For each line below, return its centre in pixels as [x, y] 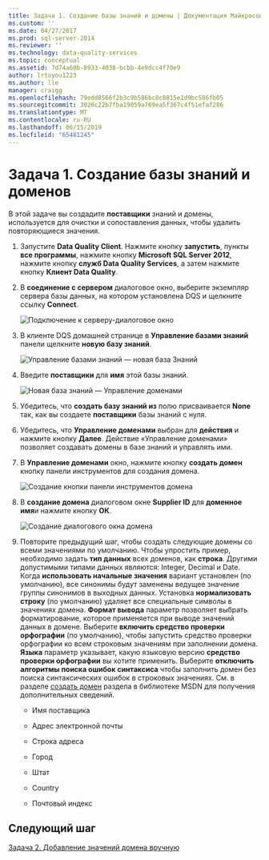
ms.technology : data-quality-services [73, 53]
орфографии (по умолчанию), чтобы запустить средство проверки [136, 635]
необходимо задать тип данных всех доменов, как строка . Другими [139, 558]
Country [45, 788]
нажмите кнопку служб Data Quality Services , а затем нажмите [130, 263]
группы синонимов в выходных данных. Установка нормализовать [136, 593]
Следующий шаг [52, 828]
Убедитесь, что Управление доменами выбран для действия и [129, 430]
